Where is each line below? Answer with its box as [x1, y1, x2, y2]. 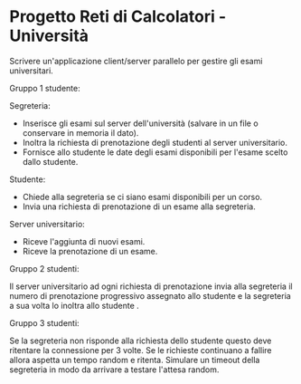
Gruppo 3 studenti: [9, 317, 80, 328]
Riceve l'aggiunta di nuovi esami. [22, 235, 146, 246]
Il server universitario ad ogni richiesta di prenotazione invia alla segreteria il [9, 281, 293, 292]
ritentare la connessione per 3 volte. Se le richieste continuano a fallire [9, 344, 273, 355]
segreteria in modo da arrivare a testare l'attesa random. [9, 364, 220, 375]
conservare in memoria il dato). [22, 127, 139, 138]
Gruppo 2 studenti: [9, 263, 80, 274]
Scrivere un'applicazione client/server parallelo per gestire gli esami [9, 55, 263, 66]
